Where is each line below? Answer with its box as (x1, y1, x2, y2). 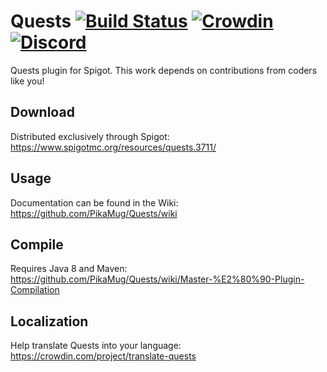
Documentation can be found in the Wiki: (10, 196, 179, 209)
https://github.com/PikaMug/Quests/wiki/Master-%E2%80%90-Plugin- (10, 273, 305, 285)
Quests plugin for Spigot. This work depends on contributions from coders (10, 64, 318, 76)
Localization (10, 313, 89, 330)
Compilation (10, 284, 60, 296)
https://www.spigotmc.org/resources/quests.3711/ (10, 141, 217, 153)
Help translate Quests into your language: (10, 340, 182, 352)
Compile (10, 236, 64, 253)
